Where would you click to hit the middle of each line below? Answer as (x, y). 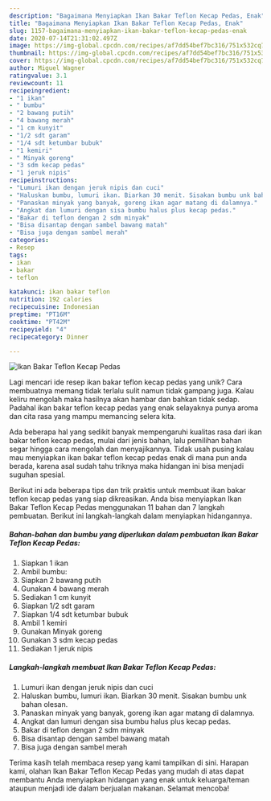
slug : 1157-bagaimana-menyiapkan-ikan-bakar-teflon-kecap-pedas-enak (128, 31)
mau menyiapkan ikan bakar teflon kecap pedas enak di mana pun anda (128, 458)
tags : (18, 255)
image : (20, 46)
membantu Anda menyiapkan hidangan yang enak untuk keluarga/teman (129, 780)
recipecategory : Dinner (49, 337)
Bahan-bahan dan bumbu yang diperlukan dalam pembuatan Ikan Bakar (134, 534)
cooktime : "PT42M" (40, 322)
